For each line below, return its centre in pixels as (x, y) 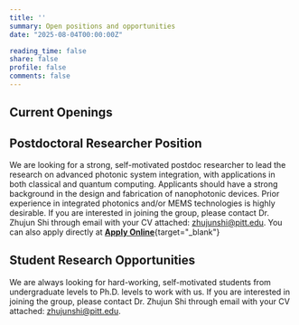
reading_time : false (48, 51)
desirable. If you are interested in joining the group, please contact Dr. (139, 213)
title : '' (28, 18)
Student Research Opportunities (103, 260)
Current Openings (61, 112)
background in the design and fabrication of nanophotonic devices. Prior (145, 194)
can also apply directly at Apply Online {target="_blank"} (115, 232)
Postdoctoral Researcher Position (106, 143)
